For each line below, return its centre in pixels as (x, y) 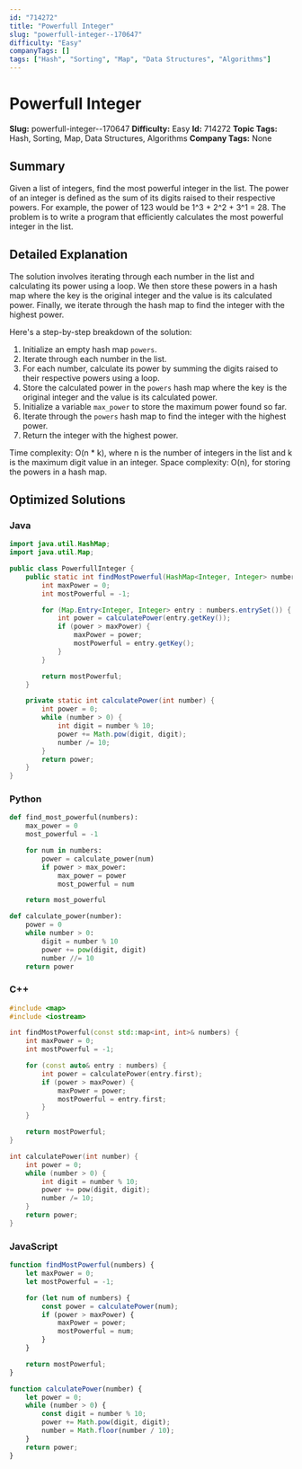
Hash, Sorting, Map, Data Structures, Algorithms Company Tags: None (141, 138)
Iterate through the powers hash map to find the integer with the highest (154, 416)
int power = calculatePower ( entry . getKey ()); (144, 618)
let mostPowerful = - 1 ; (70, 1281)
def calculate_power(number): (66, 916)
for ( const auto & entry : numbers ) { (96, 1066)
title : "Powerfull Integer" (62, 26)
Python (26, 799)
